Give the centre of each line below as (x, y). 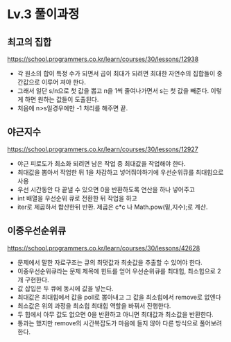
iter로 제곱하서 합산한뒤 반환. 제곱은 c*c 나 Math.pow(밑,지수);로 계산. (112, 207)
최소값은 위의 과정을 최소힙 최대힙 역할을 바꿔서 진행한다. (94, 305)
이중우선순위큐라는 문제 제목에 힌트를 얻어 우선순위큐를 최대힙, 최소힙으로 (117, 271)
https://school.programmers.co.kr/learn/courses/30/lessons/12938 (103, 59)
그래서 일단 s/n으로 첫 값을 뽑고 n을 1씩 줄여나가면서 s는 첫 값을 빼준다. (113, 91)
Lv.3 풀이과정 (43, 14)
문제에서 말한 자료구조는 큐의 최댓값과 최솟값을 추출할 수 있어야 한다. (110, 262)
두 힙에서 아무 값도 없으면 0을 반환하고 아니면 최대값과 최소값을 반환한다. (115, 314)
